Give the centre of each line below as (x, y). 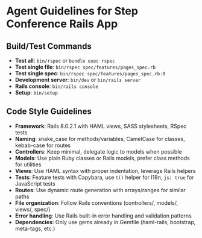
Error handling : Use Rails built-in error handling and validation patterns (103, 216)
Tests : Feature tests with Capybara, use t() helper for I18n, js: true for (104, 177)
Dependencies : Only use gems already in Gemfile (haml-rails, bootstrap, (105, 222)
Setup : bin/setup (36, 92)
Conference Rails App (62, 24)
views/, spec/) (33, 209)
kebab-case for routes (43, 145)
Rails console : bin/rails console (56, 86)
